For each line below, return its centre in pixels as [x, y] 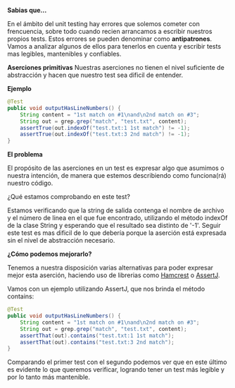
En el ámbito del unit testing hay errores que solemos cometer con [104, 24]
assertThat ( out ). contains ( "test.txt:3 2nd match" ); [97, 342]
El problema [25, 154]
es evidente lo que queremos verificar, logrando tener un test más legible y [116, 370]
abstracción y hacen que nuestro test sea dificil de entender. [95, 75]
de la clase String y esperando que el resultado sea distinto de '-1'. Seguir [114, 226]
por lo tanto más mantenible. [49, 377]
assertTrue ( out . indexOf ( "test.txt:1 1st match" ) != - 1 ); [105, 128]
